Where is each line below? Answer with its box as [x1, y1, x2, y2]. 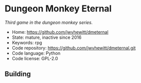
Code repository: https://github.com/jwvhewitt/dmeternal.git [11, 45, 136, 51]
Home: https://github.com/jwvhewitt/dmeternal [11, 29, 109, 35]
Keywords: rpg [11, 39, 42, 45]
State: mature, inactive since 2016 [11, 34, 82, 40]
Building [4, 70, 31, 79]
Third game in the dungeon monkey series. [4, 19, 93, 25]
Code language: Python [11, 50, 61, 56]
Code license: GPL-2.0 [11, 55, 58, 61]
